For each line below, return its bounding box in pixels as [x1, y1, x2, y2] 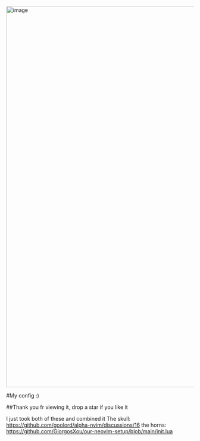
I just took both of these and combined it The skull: [6, 415, 131, 422]
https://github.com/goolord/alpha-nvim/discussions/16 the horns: [6, 421, 167, 428]
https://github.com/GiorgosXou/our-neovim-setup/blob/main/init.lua [6, 428, 173, 434]
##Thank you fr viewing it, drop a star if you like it [6, 403, 128, 411]
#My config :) [6, 392, 40, 399]
